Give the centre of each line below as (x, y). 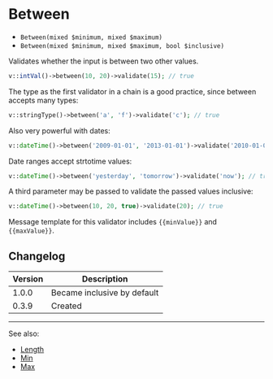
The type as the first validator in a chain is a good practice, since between (132, 91)
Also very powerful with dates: (60, 130)
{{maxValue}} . (31, 231)
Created (67, 306)
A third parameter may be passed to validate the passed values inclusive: (131, 191)
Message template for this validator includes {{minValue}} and (113, 222)
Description (105, 279)
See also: (24, 333)
